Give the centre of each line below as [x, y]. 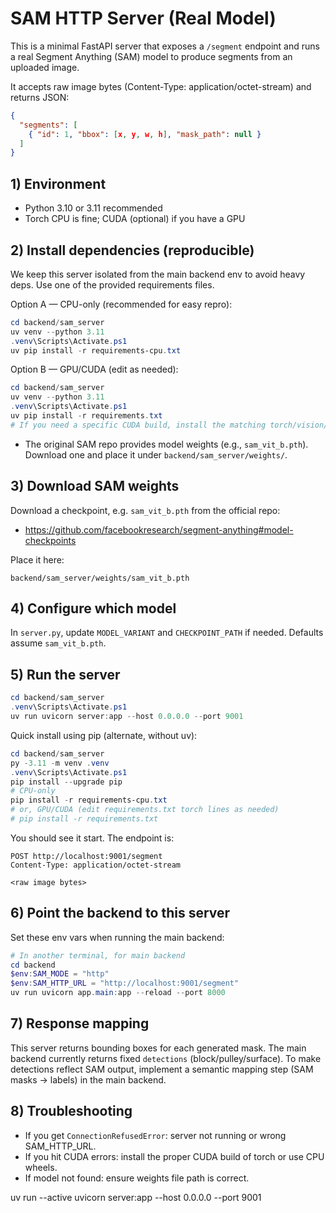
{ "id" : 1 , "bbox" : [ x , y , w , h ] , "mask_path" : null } [145, 134]
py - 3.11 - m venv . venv [60, 763]
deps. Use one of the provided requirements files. [112, 284]
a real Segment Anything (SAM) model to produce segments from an [151, 56]
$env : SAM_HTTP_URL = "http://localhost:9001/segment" [125, 983]
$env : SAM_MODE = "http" [60, 974]
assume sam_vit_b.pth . [58, 643]
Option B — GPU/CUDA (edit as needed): [94, 369]
